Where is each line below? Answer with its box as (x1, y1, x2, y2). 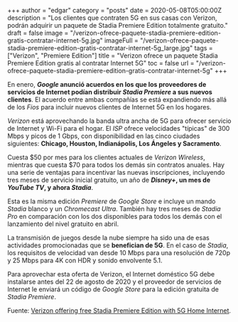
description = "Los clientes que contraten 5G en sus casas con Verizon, (7, 14, 218, 22)
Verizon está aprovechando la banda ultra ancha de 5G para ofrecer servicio (7, 117, 232, 125)
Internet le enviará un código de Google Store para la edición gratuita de (7, 285, 219, 294)
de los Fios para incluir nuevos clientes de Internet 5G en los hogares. (7, 103, 212, 111)
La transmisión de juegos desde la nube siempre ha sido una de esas (7, 234, 210, 242)
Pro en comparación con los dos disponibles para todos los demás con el (7, 213, 222, 220)
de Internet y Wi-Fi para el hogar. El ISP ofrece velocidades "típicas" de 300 (7, 124, 230, 132)
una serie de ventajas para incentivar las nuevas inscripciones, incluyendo (7, 168, 225, 176)
